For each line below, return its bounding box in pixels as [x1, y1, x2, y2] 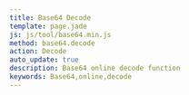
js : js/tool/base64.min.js [9, 30, 112, 39]
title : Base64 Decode [9, 13, 92, 23]
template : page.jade [9, 22, 88, 31]
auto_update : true [9, 55, 79, 64]
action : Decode [9, 47, 67, 56]
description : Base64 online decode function [9, 64, 181, 73]
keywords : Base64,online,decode [9, 72, 132, 81]
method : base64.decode [9, 38, 95, 48]
